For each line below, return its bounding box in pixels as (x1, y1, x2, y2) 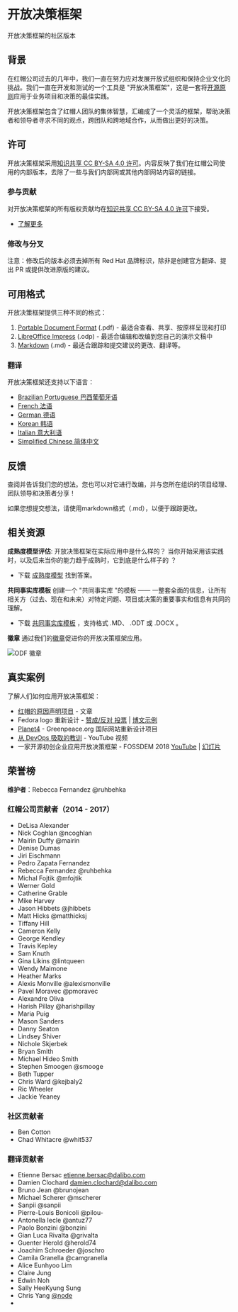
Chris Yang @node (17, 1291, 73, 1300)
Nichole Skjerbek (17, 1039, 69, 1048)
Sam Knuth (17, 949, 50, 958)
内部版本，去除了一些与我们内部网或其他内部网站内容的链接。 (19, 167, 200, 176)
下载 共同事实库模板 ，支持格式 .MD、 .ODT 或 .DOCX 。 (17, 618, 183, 627)
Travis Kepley (17, 941, 58, 950)
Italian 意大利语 (17, 428, 62, 437)
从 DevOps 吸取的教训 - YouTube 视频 (17, 733, 128, 741)
